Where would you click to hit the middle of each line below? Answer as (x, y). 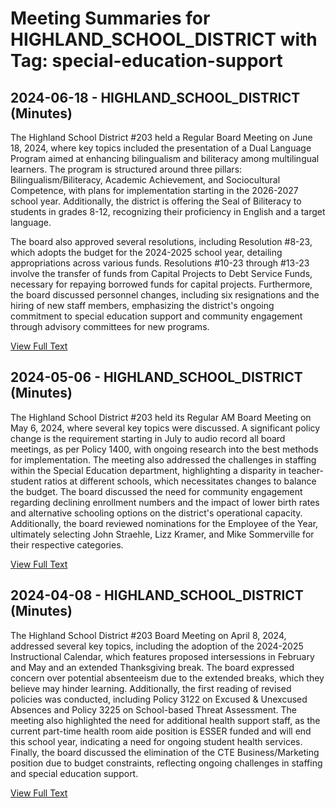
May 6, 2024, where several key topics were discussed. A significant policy (165, 428)
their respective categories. (67, 544)
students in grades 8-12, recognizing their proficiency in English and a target (168, 211)
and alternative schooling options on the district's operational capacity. (156, 513)
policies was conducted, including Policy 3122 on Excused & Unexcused (159, 699)
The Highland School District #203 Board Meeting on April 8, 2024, (148, 635)
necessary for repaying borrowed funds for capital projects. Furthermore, (161, 284)
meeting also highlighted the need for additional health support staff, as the (165, 720)
